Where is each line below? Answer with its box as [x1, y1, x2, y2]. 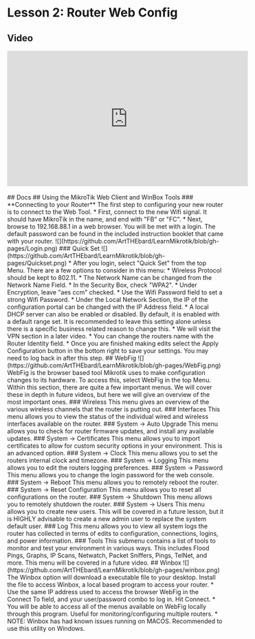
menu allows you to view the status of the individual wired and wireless [7, 413, 209, 420]
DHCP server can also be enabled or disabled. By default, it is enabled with [7, 310, 220, 318]
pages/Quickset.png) [7, 259, 67, 267]
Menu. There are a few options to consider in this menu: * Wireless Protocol [7, 266, 222, 274]
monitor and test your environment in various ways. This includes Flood [7, 544, 210, 552]
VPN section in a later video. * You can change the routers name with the [7, 332, 214, 340]
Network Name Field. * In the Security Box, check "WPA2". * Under [7, 281, 197, 289]
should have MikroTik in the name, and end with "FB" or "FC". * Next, [7, 215, 203, 223]
